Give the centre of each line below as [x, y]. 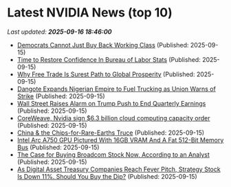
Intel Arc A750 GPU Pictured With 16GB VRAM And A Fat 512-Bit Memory [120, 140]
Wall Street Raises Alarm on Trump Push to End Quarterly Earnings [111, 103]
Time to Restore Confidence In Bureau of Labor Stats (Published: [109, 59]
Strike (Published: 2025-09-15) [61, 96]
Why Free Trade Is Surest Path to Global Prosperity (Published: [106, 74]
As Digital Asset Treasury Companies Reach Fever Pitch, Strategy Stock [119, 169]
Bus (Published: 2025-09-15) [58, 147]
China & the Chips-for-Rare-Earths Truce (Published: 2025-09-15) [111, 133]
